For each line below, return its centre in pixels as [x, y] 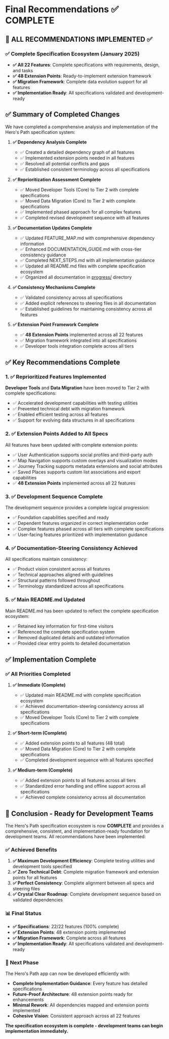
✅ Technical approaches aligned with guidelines [63, 575]
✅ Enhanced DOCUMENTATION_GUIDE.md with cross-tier [81, 249]
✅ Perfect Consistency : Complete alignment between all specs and [83, 883]
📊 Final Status [23, 913]
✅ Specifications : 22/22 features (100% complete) [66, 926]
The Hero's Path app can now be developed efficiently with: [68, 973]
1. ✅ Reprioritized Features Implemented [56, 377]
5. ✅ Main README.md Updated [45, 600]
